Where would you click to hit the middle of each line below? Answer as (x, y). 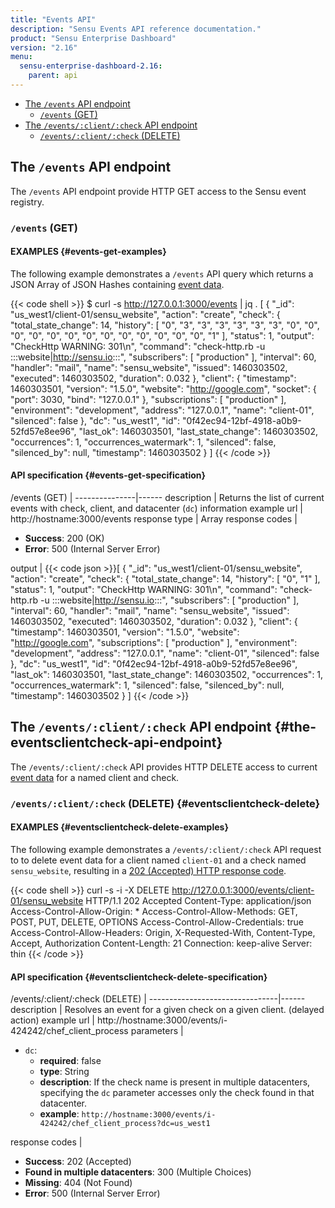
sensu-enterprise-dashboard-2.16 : (91, 66)
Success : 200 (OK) (64, 538)
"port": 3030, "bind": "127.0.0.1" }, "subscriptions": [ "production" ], (148, 399)
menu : (21, 57)
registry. (27, 202)
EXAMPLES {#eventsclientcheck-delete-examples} (119, 827)
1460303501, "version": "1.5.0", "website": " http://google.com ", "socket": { (163, 388)
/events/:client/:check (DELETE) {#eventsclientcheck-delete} (165, 803)
